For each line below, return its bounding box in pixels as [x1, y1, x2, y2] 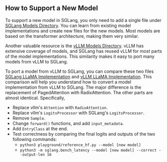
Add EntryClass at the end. [12, 126, 68, 132]
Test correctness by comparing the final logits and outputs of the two [12, 131, 155, 137]
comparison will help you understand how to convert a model [5, 79, 131, 85]
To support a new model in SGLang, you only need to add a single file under [5, 17, 161, 23]
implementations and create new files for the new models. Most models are [5, 27, 160, 34]
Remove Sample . [12, 115, 45, 121]
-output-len [19, 152, 45, 157]
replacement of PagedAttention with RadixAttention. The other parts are [5, 89, 153, 95]
